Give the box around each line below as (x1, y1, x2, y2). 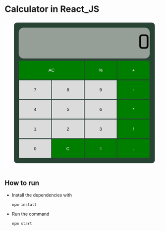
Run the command (11, 211, 50, 217)
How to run (4, 179, 40, 187)
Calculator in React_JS (4, 3, 100, 15)
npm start (11, 221, 33, 226)
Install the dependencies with (11, 192, 72, 198)
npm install (11, 202, 37, 207)
